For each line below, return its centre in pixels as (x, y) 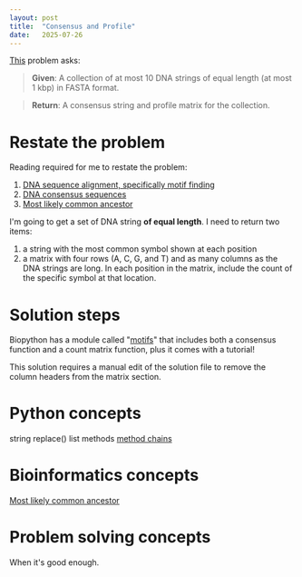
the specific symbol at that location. (89, 278)
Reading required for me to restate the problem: (98, 167)
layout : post (34, 18)
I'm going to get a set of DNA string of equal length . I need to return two (145, 222)
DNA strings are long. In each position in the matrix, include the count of (157, 268)
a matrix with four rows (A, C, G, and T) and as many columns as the (150, 259)
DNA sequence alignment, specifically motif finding (118, 185)
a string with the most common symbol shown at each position (140, 249)
